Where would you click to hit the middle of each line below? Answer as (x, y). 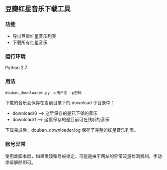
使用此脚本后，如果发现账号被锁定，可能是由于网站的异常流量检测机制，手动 (83, 156)
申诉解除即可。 (20, 162)
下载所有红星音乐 (30, 42)
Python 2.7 (16, 67)
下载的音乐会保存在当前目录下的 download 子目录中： (60, 103)
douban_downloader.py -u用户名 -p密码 (43, 93)
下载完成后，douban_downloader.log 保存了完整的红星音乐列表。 (72, 130)
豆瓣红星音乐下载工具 (38, 9)
